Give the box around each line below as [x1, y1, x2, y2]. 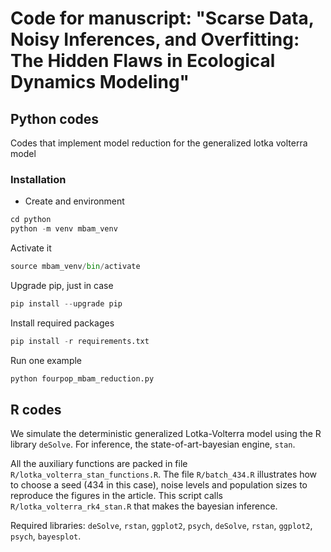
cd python [10, 215, 52, 225]
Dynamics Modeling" [10, 71, 190, 94]
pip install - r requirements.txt [10, 336, 150, 346]
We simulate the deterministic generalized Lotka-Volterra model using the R [10, 428, 322, 440]
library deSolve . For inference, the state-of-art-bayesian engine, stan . [10, 438, 296, 451]
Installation [10, 172, 67, 186]
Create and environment [24, 195, 125, 207]
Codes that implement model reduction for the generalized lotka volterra [10, 137, 308, 149]
